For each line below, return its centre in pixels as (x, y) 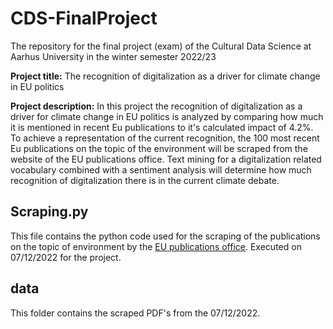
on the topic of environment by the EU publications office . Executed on (156, 246)
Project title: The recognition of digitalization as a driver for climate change (165, 76)
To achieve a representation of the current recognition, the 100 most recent (165, 138)
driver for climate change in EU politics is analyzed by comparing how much (167, 116)
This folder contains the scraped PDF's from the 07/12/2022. (135, 313)
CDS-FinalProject (84, 18)
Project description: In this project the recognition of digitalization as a (156, 106)
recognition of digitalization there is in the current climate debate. (145, 180)
